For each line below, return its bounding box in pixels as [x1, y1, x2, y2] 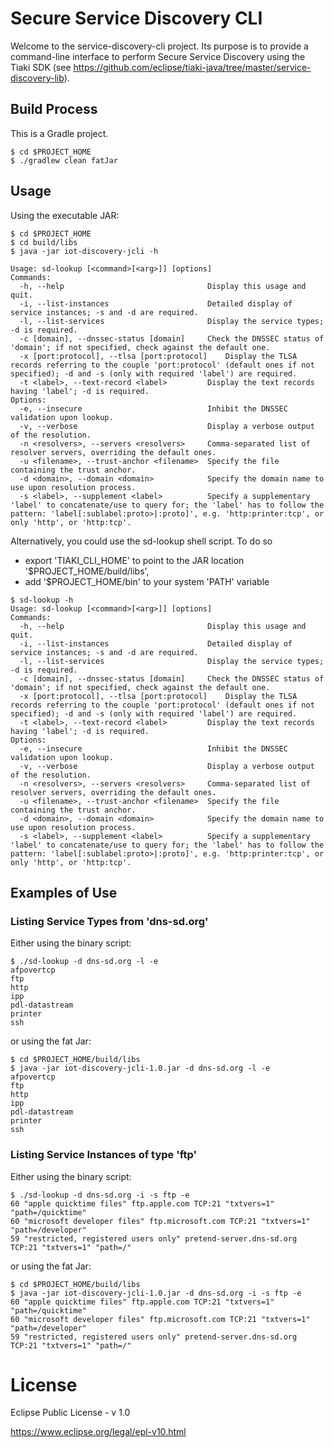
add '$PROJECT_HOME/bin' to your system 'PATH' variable [24, 575, 270, 587]
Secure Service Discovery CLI [10, 7, 263, 30]
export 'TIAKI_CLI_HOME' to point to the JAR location [24, 554, 245, 566]
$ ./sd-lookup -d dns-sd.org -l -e [10, 957, 159, 967]
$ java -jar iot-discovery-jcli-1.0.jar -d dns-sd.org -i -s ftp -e [10, 1288, 302, 1298]
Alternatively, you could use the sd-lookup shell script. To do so [10, 535, 273, 547]
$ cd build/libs [10, 237, 78, 247]
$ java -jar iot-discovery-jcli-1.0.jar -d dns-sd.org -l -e [10, 1063, 271, 1074]
